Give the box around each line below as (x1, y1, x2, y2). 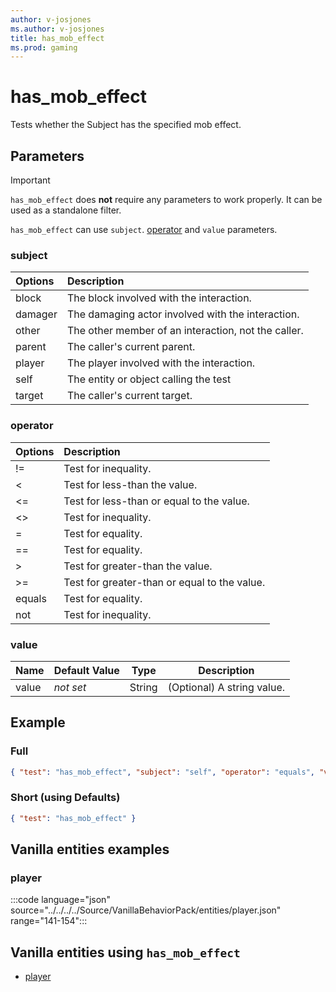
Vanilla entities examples (10, 841, 170, 858)
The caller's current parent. (66, 340, 196, 354)
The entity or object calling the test (66, 372, 232, 386)
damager (15, 307, 58, 321)
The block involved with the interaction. (66, 291, 252, 305)
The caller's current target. (66, 389, 193, 403)
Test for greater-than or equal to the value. (63, 575, 266, 589)
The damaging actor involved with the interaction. (66, 307, 300, 321)
